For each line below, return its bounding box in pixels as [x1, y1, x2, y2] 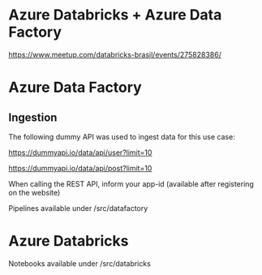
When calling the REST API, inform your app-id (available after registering [8, 178, 254, 188]
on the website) [8, 187, 61, 197]
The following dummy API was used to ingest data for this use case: [8, 131, 235, 141]
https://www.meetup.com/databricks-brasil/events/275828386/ [8, 49, 221, 59]
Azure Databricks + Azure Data [8, 6, 222, 24]
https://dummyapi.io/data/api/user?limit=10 [8, 148, 152, 157]
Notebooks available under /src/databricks [8, 258, 152, 269]
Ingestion [8, 110, 58, 124]
